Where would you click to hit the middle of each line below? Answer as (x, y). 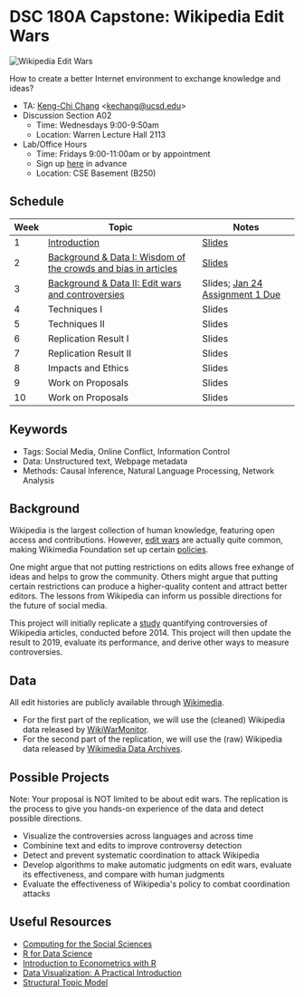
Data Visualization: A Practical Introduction (102, 973)
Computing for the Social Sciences (87, 944)
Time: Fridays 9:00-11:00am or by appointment (123, 153)
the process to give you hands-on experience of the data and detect (137, 809)
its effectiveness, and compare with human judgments (123, 874)
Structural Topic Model (65, 982)
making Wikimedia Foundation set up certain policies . (109, 550)
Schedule (37, 201)
